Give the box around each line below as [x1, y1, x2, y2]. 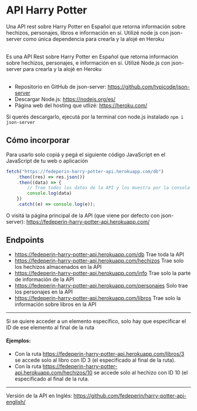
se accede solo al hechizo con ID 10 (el [93, 369, 188, 376]
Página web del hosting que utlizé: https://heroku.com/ [14, 102, 148, 109]
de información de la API [14, 275, 74, 282]
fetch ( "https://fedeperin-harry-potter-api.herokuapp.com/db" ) [6, 169, 164, 174]
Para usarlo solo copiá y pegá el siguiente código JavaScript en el [6, 151, 166, 158]
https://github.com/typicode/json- [107, 83, 190, 90]
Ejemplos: [6, 337, 31, 344]
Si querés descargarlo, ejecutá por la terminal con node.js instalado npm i [6, 113, 184, 120]
